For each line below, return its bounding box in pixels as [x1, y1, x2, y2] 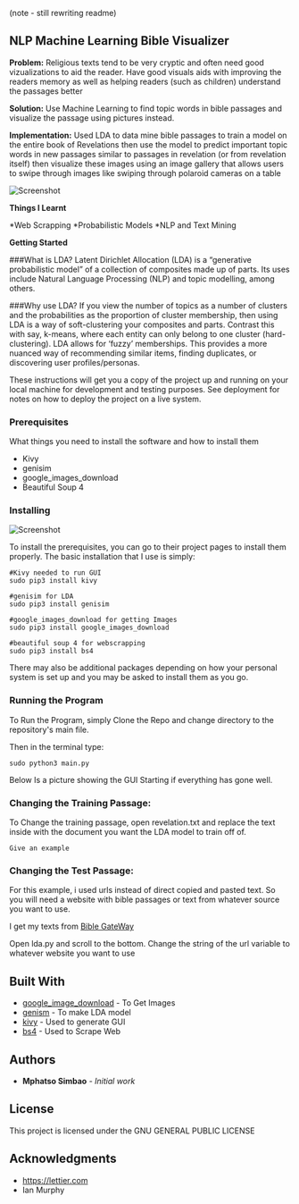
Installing [9, 504, 51, 517]
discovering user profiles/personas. [9, 357, 140, 367]
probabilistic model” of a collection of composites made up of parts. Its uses [9, 264, 290, 274]
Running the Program [9, 695, 104, 707]
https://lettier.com [21, 1175, 88, 1185]
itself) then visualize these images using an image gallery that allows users [9, 158, 284, 169]
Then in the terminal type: [9, 741, 104, 752]
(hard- [262, 328, 287, 339]
